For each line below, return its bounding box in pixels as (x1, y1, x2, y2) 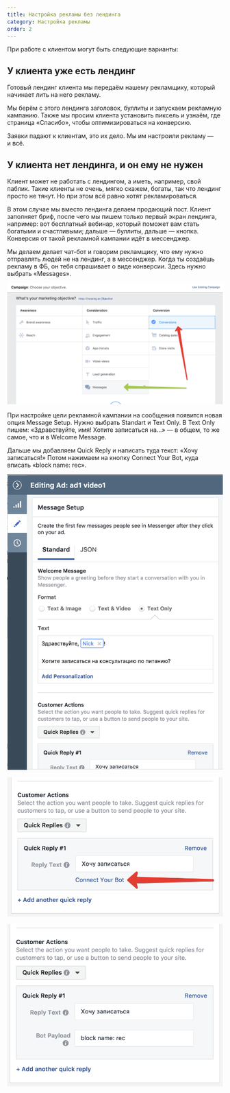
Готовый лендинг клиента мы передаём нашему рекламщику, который (7, 83, 216, 92)
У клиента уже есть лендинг (7, 65, 136, 77)
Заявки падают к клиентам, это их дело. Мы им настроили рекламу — (7, 132, 214, 140)
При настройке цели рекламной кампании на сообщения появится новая (7, 411, 222, 419)
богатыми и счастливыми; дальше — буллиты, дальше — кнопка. (7, 227, 199, 235)
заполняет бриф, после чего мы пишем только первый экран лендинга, (7, 213, 217, 220)
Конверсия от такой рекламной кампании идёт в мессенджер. (7, 234, 191, 242)
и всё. (7, 139, 25, 148)
